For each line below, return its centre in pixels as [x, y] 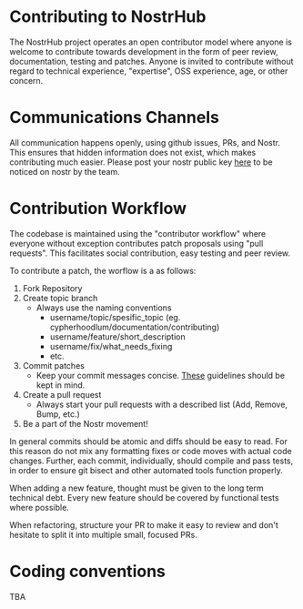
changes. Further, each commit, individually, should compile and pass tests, [151, 461]
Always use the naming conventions [104, 308]
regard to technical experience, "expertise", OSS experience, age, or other [149, 71]
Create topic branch [60, 298]
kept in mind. [61, 385]
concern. [26, 80]
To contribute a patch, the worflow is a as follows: [103, 270]
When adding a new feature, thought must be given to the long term [136, 488]
